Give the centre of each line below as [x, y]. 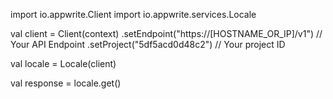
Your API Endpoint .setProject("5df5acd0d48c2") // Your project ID [148, 44]
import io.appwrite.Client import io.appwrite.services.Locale [133, 14]
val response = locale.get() [66, 83]
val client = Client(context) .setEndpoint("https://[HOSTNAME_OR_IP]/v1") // [166, 33]
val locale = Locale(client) [63, 63]
